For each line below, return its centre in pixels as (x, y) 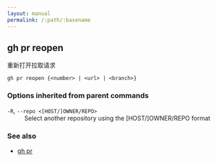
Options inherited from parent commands (78, 96)
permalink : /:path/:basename (49, 20)
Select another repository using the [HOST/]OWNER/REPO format (117, 118)
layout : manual (29, 13)
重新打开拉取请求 (31, 65)
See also (22, 136)
